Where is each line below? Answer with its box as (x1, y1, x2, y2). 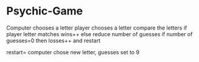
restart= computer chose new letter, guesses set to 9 (6, 48, 140, 55)
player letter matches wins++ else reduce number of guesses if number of (6, 30, 193, 37)
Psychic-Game (6, 4, 83, 18)
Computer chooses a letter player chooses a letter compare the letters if (6, 24, 187, 31)
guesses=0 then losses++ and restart (6, 37, 101, 44)
